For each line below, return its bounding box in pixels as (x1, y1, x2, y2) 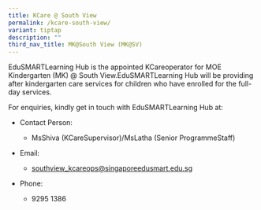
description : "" (8, 33, 62, 42)
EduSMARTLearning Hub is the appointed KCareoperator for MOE (8, 62, 222, 72)
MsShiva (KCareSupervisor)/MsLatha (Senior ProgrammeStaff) (31, 133, 236, 142)
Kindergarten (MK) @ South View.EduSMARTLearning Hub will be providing (8, 71, 254, 80)
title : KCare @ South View (8, 11, 97, 20)
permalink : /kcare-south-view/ (8, 19, 111, 27)
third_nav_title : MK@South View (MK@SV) (8, 41, 144, 49)
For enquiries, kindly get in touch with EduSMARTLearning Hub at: (8, 103, 223, 112)
